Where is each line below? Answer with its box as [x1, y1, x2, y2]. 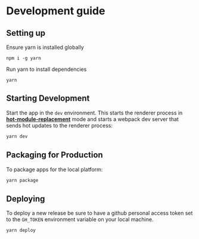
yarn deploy [6, 228, 36, 234]
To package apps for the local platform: [6, 166, 103, 173]
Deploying [6, 194, 45, 204]
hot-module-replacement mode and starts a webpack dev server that [6, 115, 179, 123]
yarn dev [6, 133, 28, 139]
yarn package [6, 177, 39, 183]
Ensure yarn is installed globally [6, 44, 85, 51]
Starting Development [6, 94, 90, 104]
